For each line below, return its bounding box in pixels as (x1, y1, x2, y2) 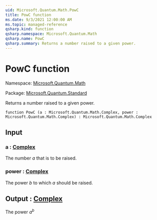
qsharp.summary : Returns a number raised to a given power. (5, 41, 137, 46)
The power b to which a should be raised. (5, 179, 93, 186)
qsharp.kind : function (5, 27, 54, 32)
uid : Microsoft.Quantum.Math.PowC (5, 7, 79, 13)
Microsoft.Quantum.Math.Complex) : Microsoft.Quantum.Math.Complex (5, 114, 152, 119)
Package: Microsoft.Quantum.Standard (5, 90, 87, 96)
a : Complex (5, 144, 36, 150)
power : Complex (5, 168, 49, 175)
